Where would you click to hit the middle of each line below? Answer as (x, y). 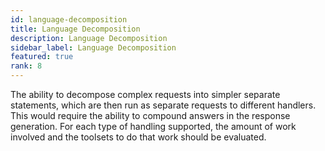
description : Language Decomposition (89, 38)
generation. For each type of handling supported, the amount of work (153, 126)
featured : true (42, 57)
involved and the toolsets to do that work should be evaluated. (138, 137)
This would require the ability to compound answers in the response (150, 115)
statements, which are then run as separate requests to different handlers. (163, 105)
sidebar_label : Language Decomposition (93, 47)
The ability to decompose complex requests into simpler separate (145, 94)
